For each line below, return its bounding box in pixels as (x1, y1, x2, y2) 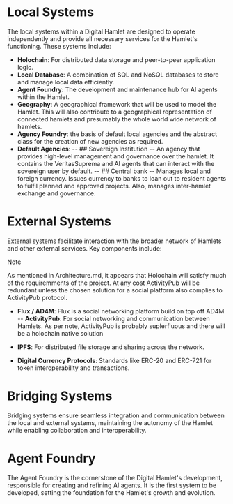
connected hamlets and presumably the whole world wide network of (17, 114, 217, 123)
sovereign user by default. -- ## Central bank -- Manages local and (17, 167, 211, 175)
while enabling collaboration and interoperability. (7, 426, 147, 434)
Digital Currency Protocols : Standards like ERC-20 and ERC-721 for (17, 356, 212, 364)
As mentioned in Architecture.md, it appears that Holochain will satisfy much (7, 271, 227, 279)
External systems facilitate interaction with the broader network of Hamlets (7, 237, 222, 245)
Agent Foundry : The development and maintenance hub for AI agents (17, 85, 218, 94)
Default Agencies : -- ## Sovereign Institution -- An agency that (17, 144, 200, 153)
